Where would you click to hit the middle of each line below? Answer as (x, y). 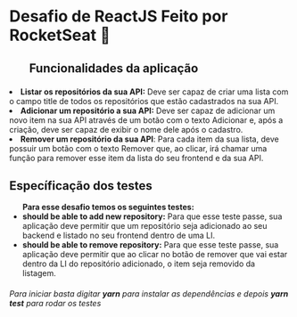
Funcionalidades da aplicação (114, 68)
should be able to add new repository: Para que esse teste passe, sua (152, 216)
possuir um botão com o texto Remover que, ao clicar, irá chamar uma (138, 148)
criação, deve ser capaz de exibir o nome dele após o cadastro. (126, 129)
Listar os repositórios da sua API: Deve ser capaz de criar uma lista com (155, 92)
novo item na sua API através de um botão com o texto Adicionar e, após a (146, 120)
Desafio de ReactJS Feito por (119, 16)
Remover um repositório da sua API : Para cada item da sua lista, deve (150, 139)
